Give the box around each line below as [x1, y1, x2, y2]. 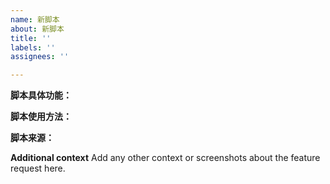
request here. [10, 162, 66, 175]
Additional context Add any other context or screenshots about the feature [10, 152, 321, 164]
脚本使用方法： [10, 111, 72, 123]
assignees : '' [10, 52, 70, 62]
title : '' [10, 33, 52, 43]
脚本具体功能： [10, 89, 72, 101]
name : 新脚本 [10, 14, 60, 25]
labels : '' [10, 42, 56, 53]
